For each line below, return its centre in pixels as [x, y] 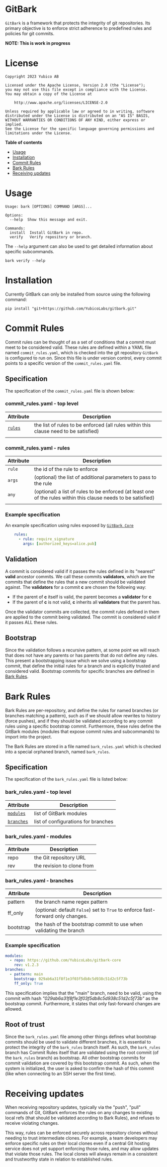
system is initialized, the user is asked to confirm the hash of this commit [80, 1068]
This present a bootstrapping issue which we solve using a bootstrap [76, 660]
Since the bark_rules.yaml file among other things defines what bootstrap [81, 1037]
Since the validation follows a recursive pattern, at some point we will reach [83, 650]
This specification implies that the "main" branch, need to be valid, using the [83, 993]
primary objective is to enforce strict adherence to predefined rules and [78, 28]
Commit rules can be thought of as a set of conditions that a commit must [81, 342]
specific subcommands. [30, 251]
